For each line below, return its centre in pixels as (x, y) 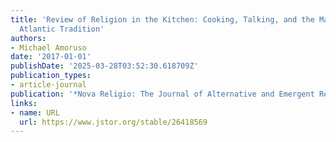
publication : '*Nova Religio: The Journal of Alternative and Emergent (162, 94)
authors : (28, 38)
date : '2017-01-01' (51, 57)
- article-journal (48, 85)
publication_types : (51, 76)
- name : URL (35, 112)
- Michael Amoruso (48, 47)
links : (24, 103)
